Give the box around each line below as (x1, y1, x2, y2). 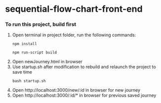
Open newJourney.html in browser (12, 59, 82, 65)
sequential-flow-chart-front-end (5, 3, 143, 15)
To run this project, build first (5, 21, 77, 28)
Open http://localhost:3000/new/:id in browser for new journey (12, 87, 141, 93)
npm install (12, 42, 37, 47)
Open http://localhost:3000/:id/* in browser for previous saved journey (12, 92, 157, 99)
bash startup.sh (12, 78, 46, 84)
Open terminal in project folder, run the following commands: (12, 32, 136, 38)
